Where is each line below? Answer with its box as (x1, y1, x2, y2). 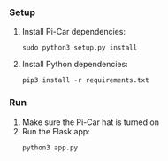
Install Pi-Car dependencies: (21, 27, 126, 37)
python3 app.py (21, 143, 79, 152)
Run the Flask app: (21, 126, 90, 136)
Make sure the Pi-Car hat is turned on (21, 117, 159, 127)
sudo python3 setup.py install (21, 43, 138, 52)
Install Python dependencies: (21, 59, 128, 70)
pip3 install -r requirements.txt (21, 76, 149, 85)
